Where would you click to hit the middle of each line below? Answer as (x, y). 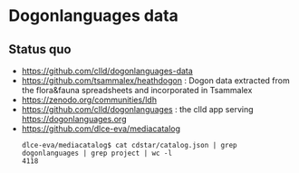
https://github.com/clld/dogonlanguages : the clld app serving (138, 109)
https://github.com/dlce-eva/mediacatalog (101, 129)
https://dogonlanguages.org (74, 119)
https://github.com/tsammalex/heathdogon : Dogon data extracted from (156, 81)
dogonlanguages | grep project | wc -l (97, 153)
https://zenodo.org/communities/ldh (89, 100)
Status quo (40, 49)
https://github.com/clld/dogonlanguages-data (107, 71)
